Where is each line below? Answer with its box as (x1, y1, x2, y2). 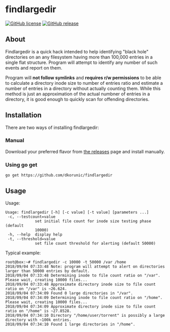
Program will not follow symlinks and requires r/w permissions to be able (5, 75, 161, 81)
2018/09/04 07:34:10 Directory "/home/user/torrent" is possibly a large (5, 313, 165, 318)
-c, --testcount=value (7, 214, 56, 219)
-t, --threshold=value (7, 236, 56, 242)
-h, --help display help (7, 232, 63, 237)
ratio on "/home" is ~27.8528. (5, 308, 72, 313)
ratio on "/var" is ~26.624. (5, 286, 67, 291)
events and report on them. (5, 64, 63, 71)
